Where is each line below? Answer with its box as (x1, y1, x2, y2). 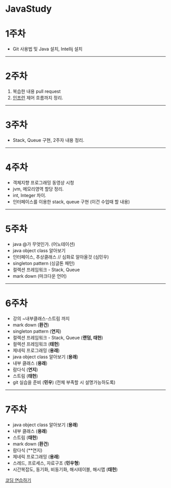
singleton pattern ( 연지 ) (12, 328, 62, 334)
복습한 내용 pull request (12, 88, 61, 94)
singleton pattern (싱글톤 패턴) (12, 260, 75, 266)
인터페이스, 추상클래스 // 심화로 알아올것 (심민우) (12, 254, 109, 260)
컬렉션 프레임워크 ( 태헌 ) (12, 340, 60, 347)
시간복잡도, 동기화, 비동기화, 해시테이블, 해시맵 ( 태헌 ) (12, 466, 118, 472)
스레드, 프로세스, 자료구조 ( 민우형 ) (12, 460, 80, 466)
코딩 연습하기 (5, 477, 32, 483)
